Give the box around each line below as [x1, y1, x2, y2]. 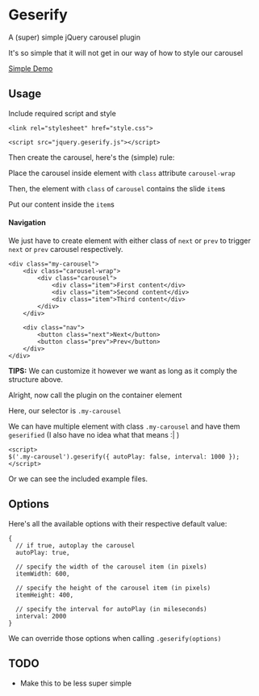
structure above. [8, 374, 63, 384]
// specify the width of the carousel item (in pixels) [15, 563, 207, 571]
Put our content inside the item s [8, 199, 115, 209]
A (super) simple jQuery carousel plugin [8, 32, 141, 42]
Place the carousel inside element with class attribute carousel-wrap [8, 168, 236, 178]
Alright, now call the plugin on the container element [8, 390, 182, 400]
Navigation [8, 218, 46, 228]
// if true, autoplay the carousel [15, 541, 136, 550]
